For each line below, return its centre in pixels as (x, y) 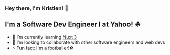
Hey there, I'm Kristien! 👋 (37, 8)
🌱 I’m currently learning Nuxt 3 (45, 37)
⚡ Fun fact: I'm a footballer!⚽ (43, 48)
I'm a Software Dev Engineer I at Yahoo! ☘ (73, 25)
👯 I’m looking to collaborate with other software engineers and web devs (89, 42)
